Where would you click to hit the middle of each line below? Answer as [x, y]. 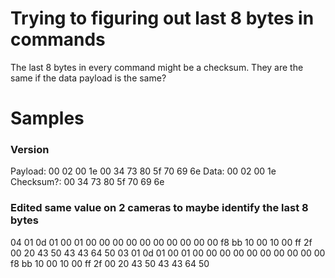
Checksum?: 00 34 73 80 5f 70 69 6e [87, 182]
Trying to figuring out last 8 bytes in [162, 18]
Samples [47, 118]
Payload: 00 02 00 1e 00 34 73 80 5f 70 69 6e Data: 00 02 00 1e [143, 171]
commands [58, 39]
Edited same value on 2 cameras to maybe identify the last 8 [159, 208]
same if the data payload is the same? [88, 78]
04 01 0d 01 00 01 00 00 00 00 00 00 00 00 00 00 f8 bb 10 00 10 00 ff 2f [161, 242]
